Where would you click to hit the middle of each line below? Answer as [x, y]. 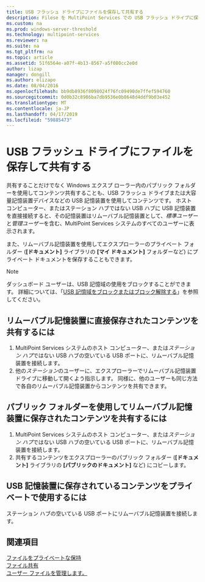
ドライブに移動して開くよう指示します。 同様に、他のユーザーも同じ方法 [106, 378]
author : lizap [24, 69]
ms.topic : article [30, 57]
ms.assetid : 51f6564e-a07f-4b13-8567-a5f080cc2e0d [72, 63]
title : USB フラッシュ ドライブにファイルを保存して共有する [75, 12]
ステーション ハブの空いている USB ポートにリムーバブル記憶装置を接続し [99, 513]
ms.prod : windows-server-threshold [52, 29]
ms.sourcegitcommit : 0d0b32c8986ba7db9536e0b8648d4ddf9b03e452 [88, 97]
